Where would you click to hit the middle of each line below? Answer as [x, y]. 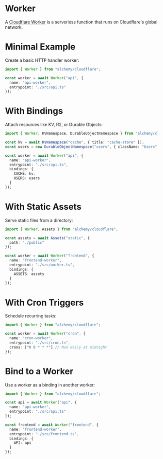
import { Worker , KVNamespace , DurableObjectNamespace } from [69, 134]
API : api [23, 443]
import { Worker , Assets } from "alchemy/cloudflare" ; [62, 229]
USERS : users [27, 178]
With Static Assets [43, 207]
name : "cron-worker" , [31, 338]
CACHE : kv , [25, 174]
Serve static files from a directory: [39, 220]
